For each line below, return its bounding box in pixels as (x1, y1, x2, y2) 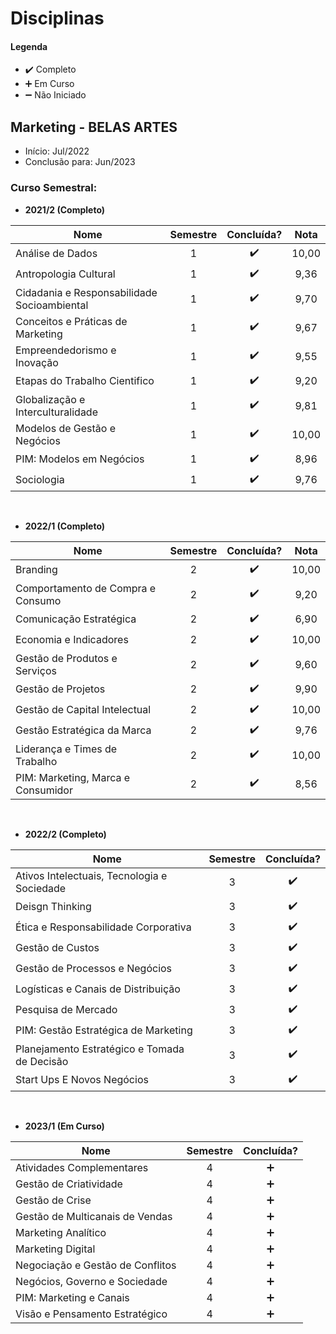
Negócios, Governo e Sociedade (15, 1274, 168, 1288)
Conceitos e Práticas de (15, 314, 128, 328)
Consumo (15, 593, 62, 607)
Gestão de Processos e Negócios (15, 962, 173, 975)
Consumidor (15, 783, 73, 797)
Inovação (15, 355, 59, 369)
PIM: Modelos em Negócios (15, 452, 145, 466)
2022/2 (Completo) (24, 828, 107, 840)
